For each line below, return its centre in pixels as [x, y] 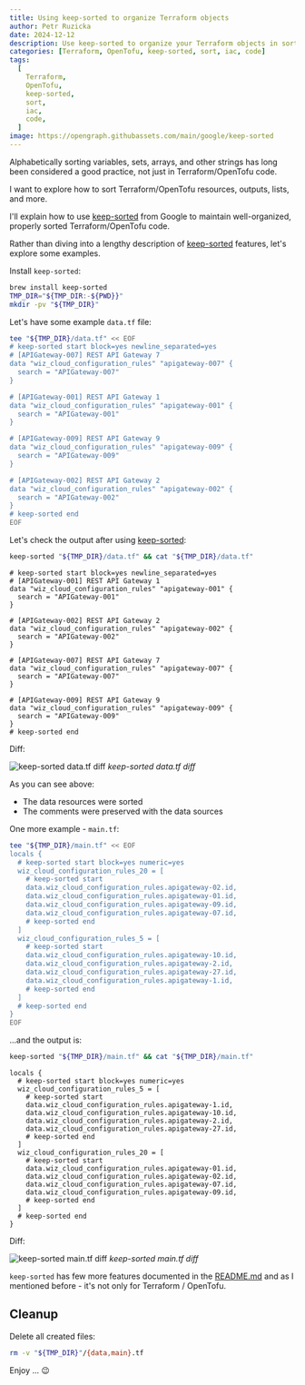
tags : [20, 60]
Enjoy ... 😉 [30, 1370]
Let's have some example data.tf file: [80, 322]
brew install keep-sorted [58, 287]
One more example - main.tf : [64, 828]
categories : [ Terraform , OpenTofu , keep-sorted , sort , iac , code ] [138, 52]
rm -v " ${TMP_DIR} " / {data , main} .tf [77, 1353]
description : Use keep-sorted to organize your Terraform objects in [144, 43]
